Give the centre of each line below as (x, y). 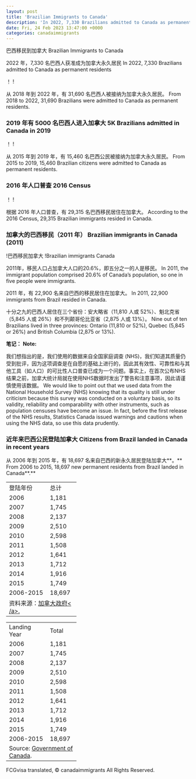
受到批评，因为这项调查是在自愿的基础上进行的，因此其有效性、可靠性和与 (95, 363)
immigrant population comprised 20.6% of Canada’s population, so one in (94, 275)
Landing (20, 627)
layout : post (22, 11)
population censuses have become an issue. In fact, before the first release (97, 411)
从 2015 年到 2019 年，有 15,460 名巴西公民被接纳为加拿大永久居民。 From (96, 157)
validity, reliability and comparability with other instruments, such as (88, 404)
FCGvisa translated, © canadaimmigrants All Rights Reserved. (80, 770)
